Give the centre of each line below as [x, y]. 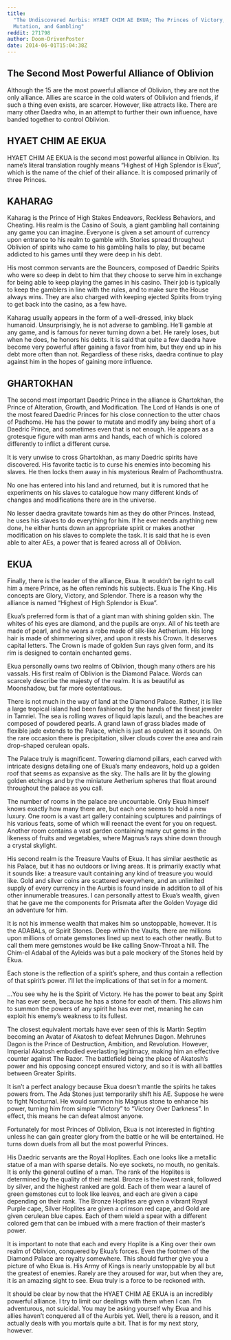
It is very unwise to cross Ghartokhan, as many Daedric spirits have [102, 457]
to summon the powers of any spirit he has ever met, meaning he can [106, 1009]
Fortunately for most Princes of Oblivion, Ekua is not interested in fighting [111, 1129]
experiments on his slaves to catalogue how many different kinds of [103, 493]
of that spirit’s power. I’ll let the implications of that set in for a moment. [108, 981]
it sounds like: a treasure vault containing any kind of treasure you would [110, 873]
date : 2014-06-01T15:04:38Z [47, 45]
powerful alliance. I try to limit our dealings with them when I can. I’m [104, 1301]
